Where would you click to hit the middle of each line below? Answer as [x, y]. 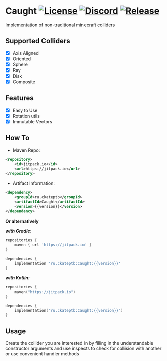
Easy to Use [25, 110]
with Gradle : [18, 231]
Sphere [20, 64]
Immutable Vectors [32, 122]
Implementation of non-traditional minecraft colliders [60, 25]
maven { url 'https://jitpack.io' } [53, 245]
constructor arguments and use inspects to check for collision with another [83, 349]
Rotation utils [26, 116]
